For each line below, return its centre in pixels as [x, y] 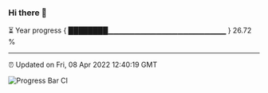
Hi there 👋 [28, 13]
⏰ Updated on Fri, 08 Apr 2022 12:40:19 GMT [83, 65]
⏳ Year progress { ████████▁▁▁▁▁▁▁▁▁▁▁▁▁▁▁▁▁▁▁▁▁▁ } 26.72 [130, 30]
